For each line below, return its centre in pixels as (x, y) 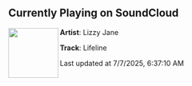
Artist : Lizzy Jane (89, 32)
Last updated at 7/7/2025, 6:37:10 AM (122, 63)
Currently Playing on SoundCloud (94, 13)
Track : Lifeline (83, 48)
